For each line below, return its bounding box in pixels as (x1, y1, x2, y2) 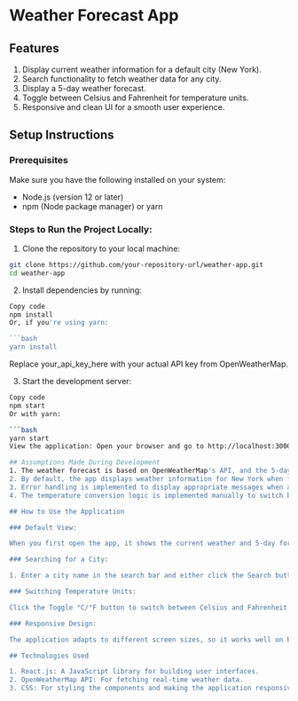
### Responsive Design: (9, 618, 98, 628)
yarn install (9, 343, 58, 351)
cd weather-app (9, 268, 66, 278)
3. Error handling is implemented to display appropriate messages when (9, 483, 284, 492)
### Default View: (9, 523, 77, 532)
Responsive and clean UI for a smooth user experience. (21, 102, 225, 112)
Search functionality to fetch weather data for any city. (21, 74, 222, 84)
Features (9, 41, 59, 56)
